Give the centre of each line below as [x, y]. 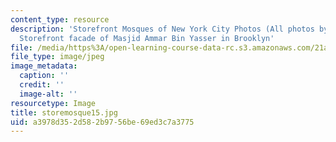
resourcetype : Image [53, 103]
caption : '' [44, 76]
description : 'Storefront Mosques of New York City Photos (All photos [162, 29]
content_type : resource [60, 19]
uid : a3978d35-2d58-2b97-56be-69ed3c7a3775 [102, 122]
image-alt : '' [48, 94]
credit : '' [42, 85]
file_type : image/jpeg [57, 57]
